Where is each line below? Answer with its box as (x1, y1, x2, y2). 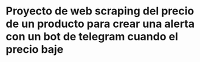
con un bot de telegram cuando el (5, 30, 179, 43)
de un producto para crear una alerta (5, 17, 195, 31)
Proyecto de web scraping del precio (5, 4, 195, 18)
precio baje (5, 43, 64, 57)
